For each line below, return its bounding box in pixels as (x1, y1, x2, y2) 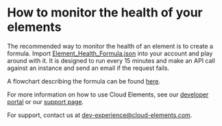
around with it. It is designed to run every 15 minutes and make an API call (7, 56, 216, 64)
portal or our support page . (7, 97, 84, 105)
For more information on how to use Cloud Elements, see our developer (7, 90, 209, 99)
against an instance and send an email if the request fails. (7, 64, 170, 72)
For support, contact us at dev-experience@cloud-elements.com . (7, 111, 193, 119)
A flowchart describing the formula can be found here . (7, 77, 161, 85)
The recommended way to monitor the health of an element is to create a (7, 42, 214, 50)
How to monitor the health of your (7, 5, 203, 21)
